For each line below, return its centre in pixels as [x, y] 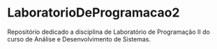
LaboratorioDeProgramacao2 [93, 13]
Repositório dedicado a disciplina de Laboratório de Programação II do [109, 32]
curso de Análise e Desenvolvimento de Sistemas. [79, 39]
